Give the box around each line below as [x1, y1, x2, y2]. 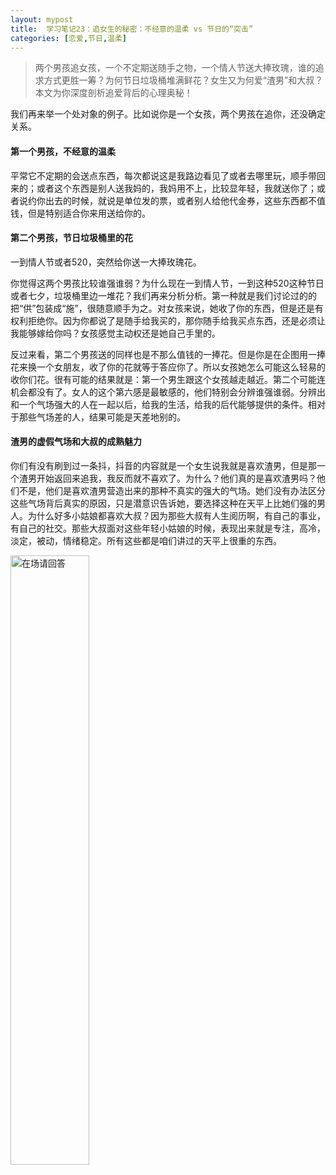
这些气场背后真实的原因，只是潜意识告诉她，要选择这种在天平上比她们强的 [10, 497, 317, 509]
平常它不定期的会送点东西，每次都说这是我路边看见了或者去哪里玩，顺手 [10, 169, 308, 181]
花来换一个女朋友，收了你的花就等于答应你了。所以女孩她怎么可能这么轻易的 [10, 361, 326, 373]
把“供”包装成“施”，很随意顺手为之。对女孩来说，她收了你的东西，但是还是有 [10, 302, 324, 314]
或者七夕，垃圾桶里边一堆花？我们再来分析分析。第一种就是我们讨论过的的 [10, 289, 317, 301]
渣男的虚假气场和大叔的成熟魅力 [10, 436, 142, 448]
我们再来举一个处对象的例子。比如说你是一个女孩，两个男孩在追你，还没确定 [10, 108, 326, 120]
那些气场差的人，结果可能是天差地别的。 [18, 411, 186, 423]
